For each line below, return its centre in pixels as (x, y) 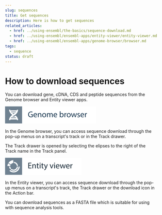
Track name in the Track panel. (36, 151)
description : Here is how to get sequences (50, 20)
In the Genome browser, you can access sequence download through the (78, 131)
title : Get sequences (27, 15)
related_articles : (24, 26)
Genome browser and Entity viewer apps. (46, 100)
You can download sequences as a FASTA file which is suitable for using (77, 202)
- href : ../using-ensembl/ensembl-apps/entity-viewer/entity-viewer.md (83, 36)
